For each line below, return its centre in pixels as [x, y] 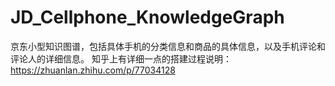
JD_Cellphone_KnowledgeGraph [147, 17]
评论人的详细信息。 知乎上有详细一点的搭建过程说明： [121, 58]
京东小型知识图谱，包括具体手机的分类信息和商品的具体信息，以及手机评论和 [168, 46]
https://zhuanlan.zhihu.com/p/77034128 [93, 70]
